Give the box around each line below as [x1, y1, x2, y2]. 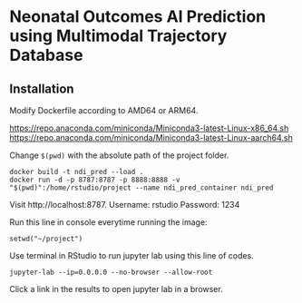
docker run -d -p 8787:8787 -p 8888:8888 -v [9, 175, 180, 184]
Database [9, 45, 83, 65]
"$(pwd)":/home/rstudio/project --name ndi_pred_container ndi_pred [9, 183, 274, 192]
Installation [9, 81, 74, 96]
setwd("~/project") [9, 234, 83, 243]
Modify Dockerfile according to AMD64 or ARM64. [9, 105, 199, 115]
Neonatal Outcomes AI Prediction [9, 6, 267, 27]
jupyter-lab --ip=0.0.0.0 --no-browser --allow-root [9, 268, 213, 277]
